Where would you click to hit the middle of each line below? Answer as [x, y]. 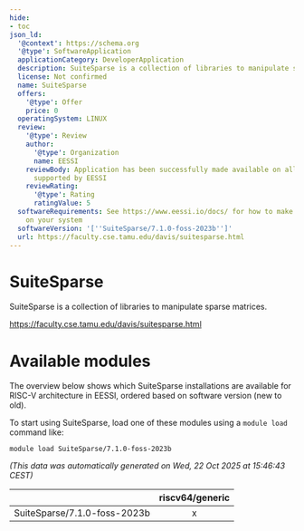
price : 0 [42, 111]
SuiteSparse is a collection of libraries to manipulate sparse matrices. [138, 307]
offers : [32, 93]
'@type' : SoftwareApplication [74, 52]
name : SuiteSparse [52, 85]
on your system [54, 220]
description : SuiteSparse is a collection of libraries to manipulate [153, 69]
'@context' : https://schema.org [79, 43]
